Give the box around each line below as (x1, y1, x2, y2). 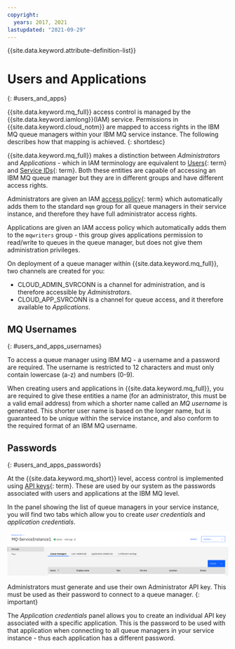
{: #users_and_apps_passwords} (7, 461, 102, 469)
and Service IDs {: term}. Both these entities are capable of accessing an (7, 166, 216, 175)
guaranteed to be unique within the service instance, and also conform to (7, 414, 220, 423)
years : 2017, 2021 (13, 18, 68, 26)
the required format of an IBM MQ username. (7, 422, 137, 430)
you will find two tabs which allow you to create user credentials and (7, 510, 206, 518)
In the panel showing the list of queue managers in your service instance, (7, 503, 220, 511)
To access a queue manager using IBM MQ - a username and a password (7, 356, 220, 364)
